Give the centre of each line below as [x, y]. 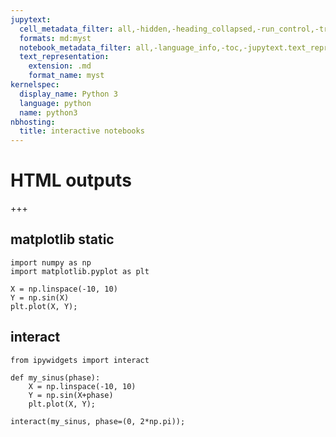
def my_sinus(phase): [55, 377]
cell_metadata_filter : [66, 29]
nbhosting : [33, 122]
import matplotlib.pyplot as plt [80, 271]
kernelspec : [35, 85]
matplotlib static [62, 239]
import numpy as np [51, 262]
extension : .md [60, 66]
